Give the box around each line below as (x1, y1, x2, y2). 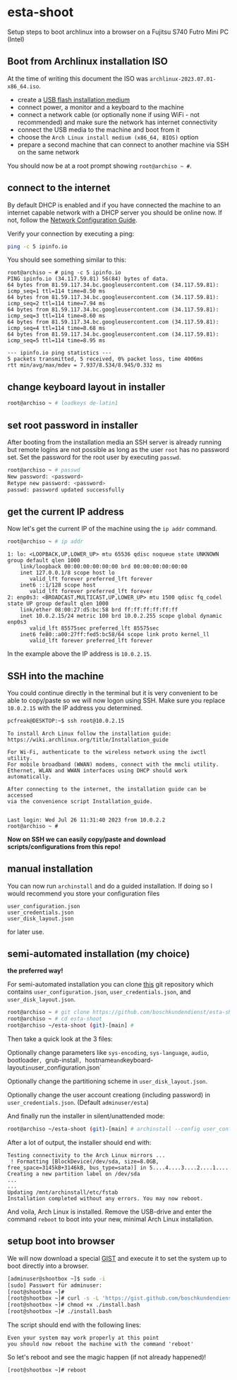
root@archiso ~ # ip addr (7, 538, 83, 545)
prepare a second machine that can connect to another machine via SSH (17, 140, 229, 149)
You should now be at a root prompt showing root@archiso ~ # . (7, 161, 192, 170)
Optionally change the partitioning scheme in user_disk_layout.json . (7, 1077, 208, 1086)
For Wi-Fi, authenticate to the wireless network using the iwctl (7, 748, 207, 755)
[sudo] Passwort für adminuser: (7, 1281, 102, 1289)
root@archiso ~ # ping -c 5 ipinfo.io (7, 269, 121, 276)
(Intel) (7, 35, 25, 43)
